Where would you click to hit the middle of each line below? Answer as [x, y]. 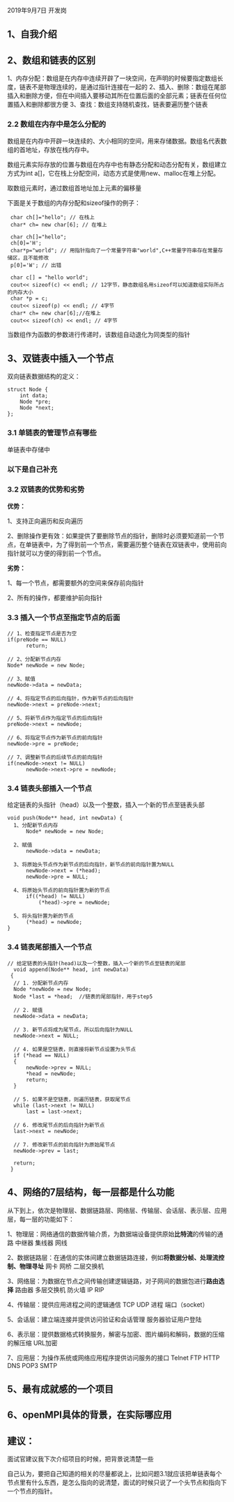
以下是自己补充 [32, 469]
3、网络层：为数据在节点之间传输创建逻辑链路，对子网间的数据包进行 [107, 1281]
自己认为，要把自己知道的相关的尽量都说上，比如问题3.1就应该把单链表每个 [115, 1474]
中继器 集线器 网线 [41, 1243]
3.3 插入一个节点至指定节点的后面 [64, 617]
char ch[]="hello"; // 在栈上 [53, 217]
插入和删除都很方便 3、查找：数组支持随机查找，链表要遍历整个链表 [110, 105]
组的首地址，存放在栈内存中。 [50, 149]
